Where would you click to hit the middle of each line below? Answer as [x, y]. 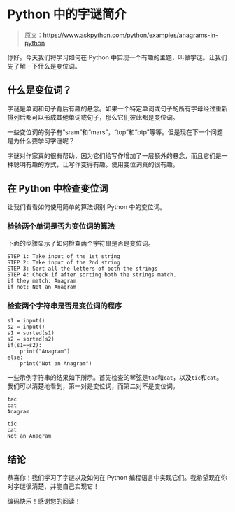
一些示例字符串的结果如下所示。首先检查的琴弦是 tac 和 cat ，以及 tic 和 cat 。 [115, 378]
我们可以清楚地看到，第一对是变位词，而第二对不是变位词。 [93, 386]
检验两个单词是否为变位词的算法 [61, 227]
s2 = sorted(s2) [31, 339]
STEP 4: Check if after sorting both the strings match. [92, 275]
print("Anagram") [45, 351]
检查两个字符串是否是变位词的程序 [65, 306]
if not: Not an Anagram [42, 287]
